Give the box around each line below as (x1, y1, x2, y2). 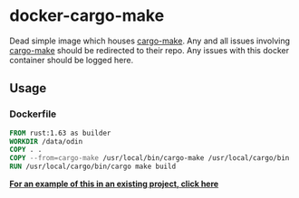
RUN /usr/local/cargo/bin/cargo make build (9, 162, 177, 172)
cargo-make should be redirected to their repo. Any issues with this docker (9, 44, 290, 55)
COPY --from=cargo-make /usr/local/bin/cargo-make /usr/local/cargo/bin (9, 154, 290, 163)
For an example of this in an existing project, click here (9, 178, 219, 189)
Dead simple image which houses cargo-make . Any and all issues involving (9, 35, 291, 46)
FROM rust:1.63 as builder (9, 128, 111, 137)
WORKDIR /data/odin (9, 137, 83, 146)
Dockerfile (9, 108, 57, 120)
